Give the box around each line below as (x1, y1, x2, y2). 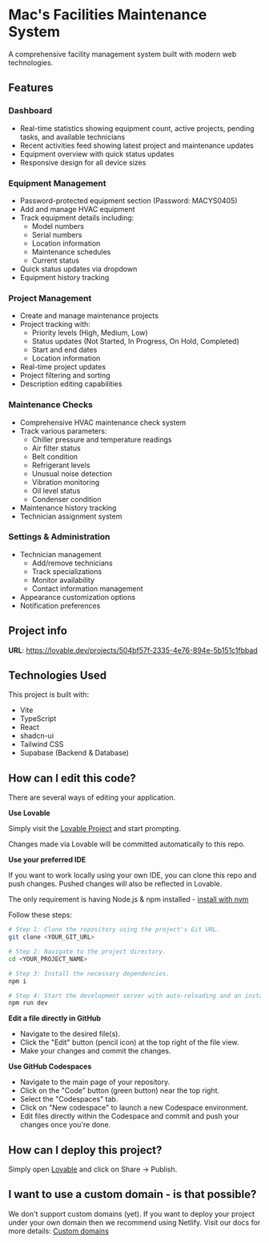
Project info (8, 624, 68, 638)
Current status (31, 255, 80, 265)
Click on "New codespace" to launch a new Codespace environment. (19, 1102, 248, 1113)
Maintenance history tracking (19, 503, 117, 512)
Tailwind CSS (19, 740, 64, 749)
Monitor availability (31, 575, 94, 585)
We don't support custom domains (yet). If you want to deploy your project (8, 1208, 255, 1218)
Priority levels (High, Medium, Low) (31, 328, 148, 338)
